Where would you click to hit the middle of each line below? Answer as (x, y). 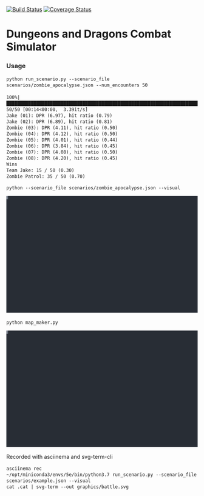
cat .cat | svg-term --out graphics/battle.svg (68, 487)
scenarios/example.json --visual (49, 481)
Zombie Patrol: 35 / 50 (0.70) (46, 176)
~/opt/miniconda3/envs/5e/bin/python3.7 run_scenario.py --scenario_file (102, 475)
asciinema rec (24, 469)
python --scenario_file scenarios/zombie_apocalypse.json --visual (93, 188)
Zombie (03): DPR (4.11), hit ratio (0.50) (62, 128)
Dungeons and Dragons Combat (89, 34)
